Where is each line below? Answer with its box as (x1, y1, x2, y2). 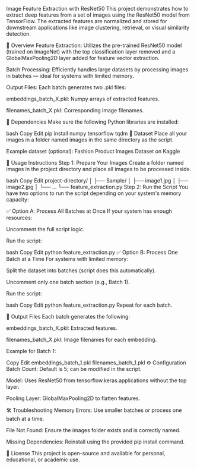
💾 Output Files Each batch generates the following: (6, 313, 131, 320)
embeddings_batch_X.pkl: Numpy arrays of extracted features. (6, 95, 160, 102)
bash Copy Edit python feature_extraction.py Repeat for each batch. (6, 301, 173, 309)
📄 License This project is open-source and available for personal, (6, 450, 166, 457)
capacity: (6, 196, 29, 203)
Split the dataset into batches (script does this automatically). (6, 267, 156, 274)
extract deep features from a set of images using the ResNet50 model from (6, 11, 190, 18)
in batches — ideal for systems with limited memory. (6, 73, 135, 79)
